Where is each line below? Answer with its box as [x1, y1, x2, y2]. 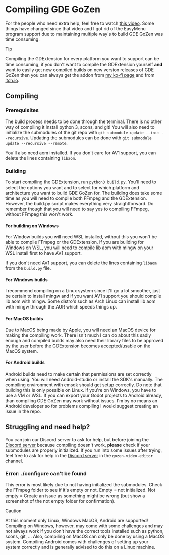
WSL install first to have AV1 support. [5, 250, 82, 256]
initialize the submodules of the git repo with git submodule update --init [5, 129, 160, 135]
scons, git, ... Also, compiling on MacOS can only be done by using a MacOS [5, 533, 164, 539]
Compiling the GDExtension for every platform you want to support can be [5, 55, 159, 61]
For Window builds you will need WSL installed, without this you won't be [5, 234, 157, 240]
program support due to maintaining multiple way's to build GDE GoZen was [5, 31, 163, 37]
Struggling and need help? [5, 423, 90, 431]
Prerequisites [5, 107, 39, 114]
